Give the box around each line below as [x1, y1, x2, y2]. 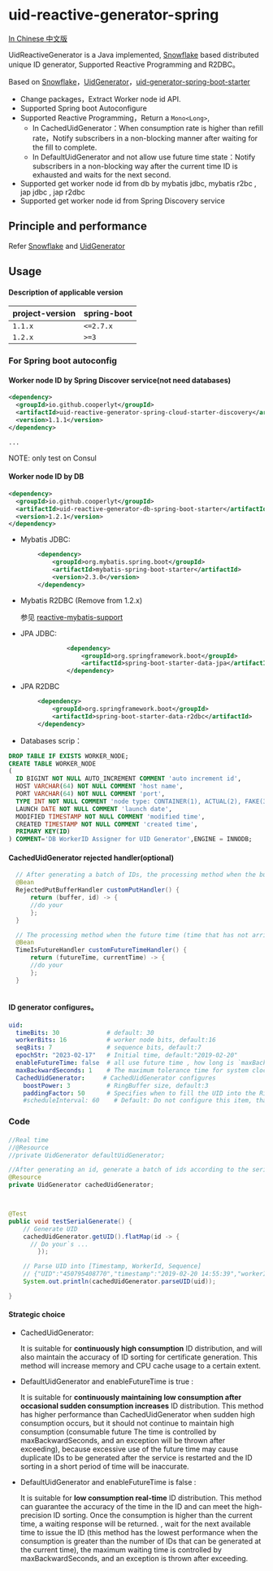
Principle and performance [8, 220, 148, 233]
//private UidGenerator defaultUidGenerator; [8, 1151, 165, 1159]
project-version [12, 308, 76, 319]
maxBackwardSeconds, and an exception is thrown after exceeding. [19, 1554, 249, 1564]
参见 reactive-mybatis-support [19, 612, 123, 622]
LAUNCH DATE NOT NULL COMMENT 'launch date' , [15, 805, 173, 813]
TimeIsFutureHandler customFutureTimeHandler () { [15, 946, 187, 954]
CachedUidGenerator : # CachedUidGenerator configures [15, 1074, 217, 1082]
